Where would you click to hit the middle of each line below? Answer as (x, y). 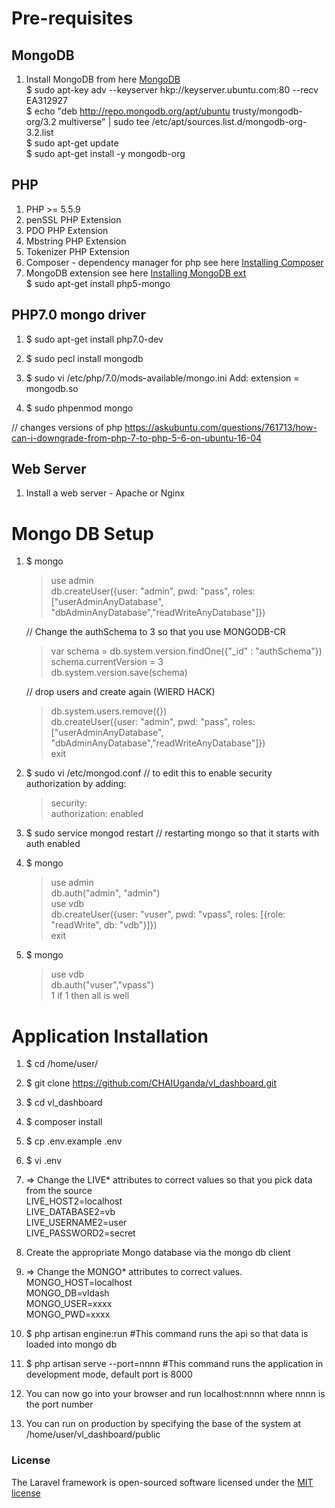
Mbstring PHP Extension (76, 241)
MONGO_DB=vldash (67, 1293)
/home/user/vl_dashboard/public (93, 1434)
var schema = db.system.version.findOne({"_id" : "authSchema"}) (186, 651)
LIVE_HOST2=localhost (74, 1201)
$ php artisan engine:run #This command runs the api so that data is (167, 1334)
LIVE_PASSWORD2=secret (80, 1233)
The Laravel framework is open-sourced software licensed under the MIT (162, 1482)
